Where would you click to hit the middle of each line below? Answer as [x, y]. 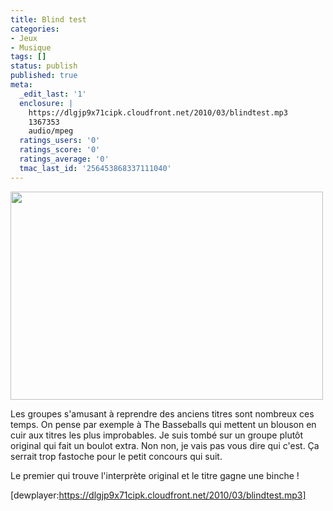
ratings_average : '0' [64, 159]
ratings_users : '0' [60, 141]
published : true [44, 76]
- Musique [31, 47]
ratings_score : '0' [60, 150]
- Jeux [24, 38]
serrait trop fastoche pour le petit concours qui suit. [116, 456]
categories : [35, 29]
